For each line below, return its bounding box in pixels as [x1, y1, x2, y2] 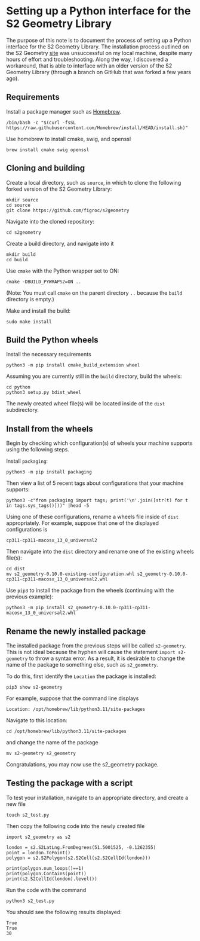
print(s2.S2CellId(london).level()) [6, 876, 97, 882]
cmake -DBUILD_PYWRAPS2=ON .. [6, 279, 82, 285]
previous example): [6, 593, 54, 600]
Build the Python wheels [6, 335, 99, 345]
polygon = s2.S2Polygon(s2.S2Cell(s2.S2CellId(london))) [6, 855, 151, 861]
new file [6, 800, 26, 808]
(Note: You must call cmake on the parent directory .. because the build [6, 289, 183, 297]
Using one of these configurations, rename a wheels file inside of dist [6, 513, 179, 521]
